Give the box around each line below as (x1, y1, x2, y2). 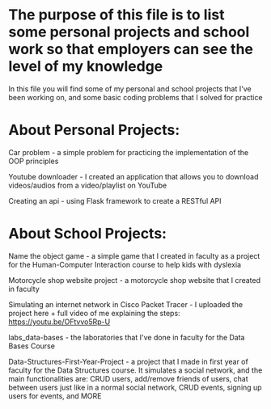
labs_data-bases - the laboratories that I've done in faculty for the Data (8, 332, 245, 342)
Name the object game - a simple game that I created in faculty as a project (8, 251, 260, 260)
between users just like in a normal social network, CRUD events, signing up (8, 382, 262, 392)
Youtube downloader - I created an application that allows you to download (8, 171, 259, 181)
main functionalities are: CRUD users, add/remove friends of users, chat (8, 373, 248, 383)
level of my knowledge (8, 57, 163, 76)
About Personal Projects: (8, 121, 180, 139)
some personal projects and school (8, 23, 250, 41)
